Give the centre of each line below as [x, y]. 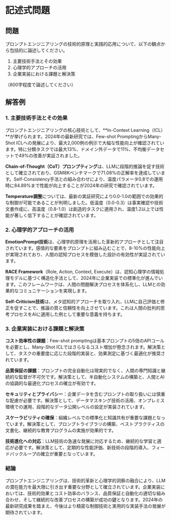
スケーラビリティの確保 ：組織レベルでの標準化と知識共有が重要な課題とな [83, 418]
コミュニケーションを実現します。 [54, 291]
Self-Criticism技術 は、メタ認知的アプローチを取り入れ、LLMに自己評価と [83, 301]
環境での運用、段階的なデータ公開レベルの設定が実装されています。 [76, 407]
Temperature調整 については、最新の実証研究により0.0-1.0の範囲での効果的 [84, 196]
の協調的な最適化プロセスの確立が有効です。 [52, 383]
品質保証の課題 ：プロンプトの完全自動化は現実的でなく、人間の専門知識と [83, 371]
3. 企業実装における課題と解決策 [45, 329]
